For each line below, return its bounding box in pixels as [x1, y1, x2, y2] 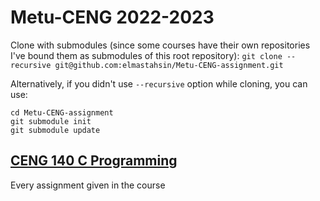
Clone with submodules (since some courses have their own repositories [10, 39, 311, 51]
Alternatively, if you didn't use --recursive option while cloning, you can [10, 77, 308, 90]
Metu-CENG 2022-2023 [10, 6, 215, 29]
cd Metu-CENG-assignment [10, 107, 114, 118]
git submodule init [10, 116, 92, 126]
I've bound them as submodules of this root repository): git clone [10, 49, 283, 61]
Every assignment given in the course [10, 179, 166, 191]
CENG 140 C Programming [10, 152, 178, 170]
